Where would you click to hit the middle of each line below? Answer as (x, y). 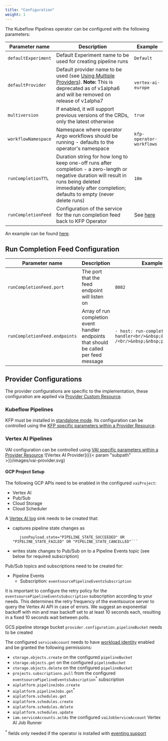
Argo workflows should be (87, 136)
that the (91, 278)
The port (92, 272)
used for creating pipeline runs (92, 61)
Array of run (96, 311)
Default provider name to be (89, 69)
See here (145, 215)
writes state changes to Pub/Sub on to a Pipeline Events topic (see (81, 551)
